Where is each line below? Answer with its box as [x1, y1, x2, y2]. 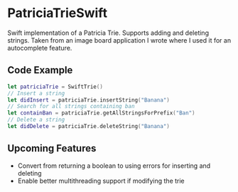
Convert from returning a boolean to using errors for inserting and [17, 161, 211, 170]
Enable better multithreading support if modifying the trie [17, 176, 185, 185]
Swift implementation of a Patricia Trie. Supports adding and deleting [7, 28, 210, 37]
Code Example [7, 64, 73, 76]
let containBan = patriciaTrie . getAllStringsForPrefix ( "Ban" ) [7, 110, 195, 117]
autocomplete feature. [7, 43, 72, 52]
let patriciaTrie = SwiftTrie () [7, 83, 103, 90]
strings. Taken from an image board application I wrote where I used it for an [7, 36, 232, 44]
